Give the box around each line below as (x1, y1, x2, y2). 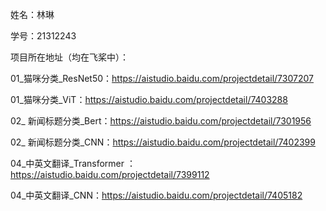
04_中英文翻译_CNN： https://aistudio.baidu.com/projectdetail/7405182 (10, 189, 303, 201)
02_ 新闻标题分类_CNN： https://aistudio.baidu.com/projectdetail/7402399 (10, 136, 316, 148)
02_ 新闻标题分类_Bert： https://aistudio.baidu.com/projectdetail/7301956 (10, 115, 312, 127)
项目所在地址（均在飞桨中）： (10, 51, 129, 63)
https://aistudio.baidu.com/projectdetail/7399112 (10, 169, 210, 180)
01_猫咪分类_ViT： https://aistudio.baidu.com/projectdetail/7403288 (10, 94, 288, 105)
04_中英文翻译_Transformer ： (10, 158, 136, 169)
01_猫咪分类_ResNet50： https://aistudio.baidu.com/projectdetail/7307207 (10, 73, 314, 84)
